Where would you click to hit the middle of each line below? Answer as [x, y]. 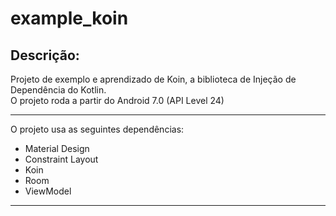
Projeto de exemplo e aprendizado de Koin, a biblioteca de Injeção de [153, 79]
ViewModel [48, 191]
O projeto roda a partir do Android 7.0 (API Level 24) [117, 100]
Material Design [57, 148]
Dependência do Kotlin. [58, 90]
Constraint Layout [61, 159]
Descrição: [45, 55]
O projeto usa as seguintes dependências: [97, 129]
